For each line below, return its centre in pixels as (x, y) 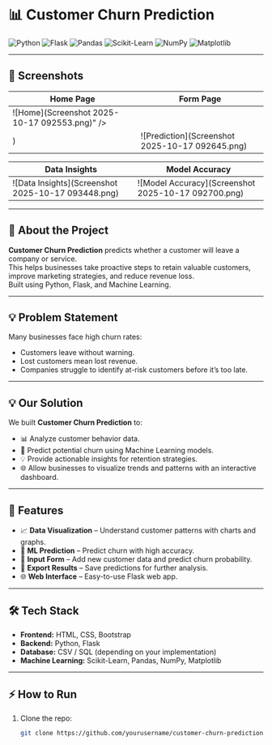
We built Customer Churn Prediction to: (76, 422)
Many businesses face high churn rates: (75, 337)
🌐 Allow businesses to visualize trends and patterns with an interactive (138, 468)
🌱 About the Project (59, 231)
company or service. (43, 259)
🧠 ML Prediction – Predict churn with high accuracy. (107, 550)
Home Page (72, 99)
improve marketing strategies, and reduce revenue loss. (101, 276)
